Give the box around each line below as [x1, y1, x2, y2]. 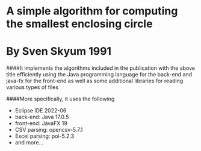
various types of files [6, 84, 59, 91]
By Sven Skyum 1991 [6, 45, 112, 58]
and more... [14, 139, 44, 146]
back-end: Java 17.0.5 [14, 113, 69, 121]
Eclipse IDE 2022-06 [14, 107, 67, 114]
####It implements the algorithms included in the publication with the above [6, 64, 196, 72]
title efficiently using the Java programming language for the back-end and [6, 71, 193, 78]
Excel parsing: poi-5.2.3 [14, 132, 75, 140]
